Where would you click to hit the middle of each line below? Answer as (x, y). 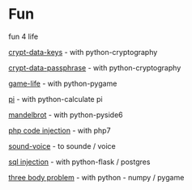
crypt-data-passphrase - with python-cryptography (95, 68)
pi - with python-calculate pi (55, 99)
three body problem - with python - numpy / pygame (96, 177)
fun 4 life (23, 36)
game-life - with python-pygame (63, 83)
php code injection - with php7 (60, 130)
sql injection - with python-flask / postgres (79, 162)
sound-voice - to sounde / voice (62, 146)
